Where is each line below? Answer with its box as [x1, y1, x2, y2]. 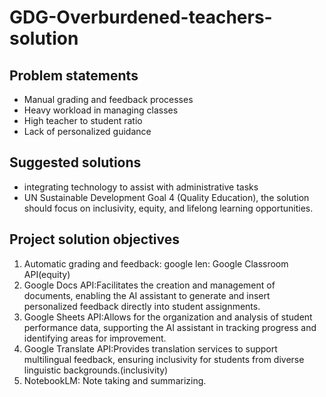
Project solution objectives [9, 231, 180, 248]
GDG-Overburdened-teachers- [9, 6, 273, 29]
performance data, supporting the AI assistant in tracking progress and [23, 321, 317, 333]
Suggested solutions [9, 154, 142, 171]
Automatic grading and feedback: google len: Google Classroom [23, 257, 289, 270]
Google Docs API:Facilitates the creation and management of [23, 279, 276, 291]
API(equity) [23, 268, 71, 280]
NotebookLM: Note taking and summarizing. [23, 374, 207, 386]
